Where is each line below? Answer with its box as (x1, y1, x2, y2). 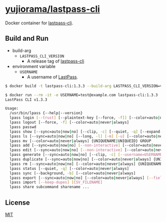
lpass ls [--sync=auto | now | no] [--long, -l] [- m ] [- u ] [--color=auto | (9, 134, 158, 139)
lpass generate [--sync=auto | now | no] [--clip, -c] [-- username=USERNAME (9, 152, 163, 157)
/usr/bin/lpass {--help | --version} (9, 111, 83, 116)
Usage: (5, 106, 19, 111)
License (5, 198, 30, 207)
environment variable (12, 63, 56, 69)
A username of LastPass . (27, 74, 78, 80)
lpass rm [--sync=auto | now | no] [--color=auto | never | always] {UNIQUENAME (9, 161, 163, 166)
